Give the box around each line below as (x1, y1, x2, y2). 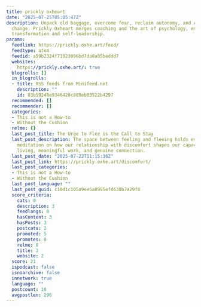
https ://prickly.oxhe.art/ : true (17, 64, 100, 70)
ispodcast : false (11, 264, 55, 271)
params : (6, 36, 26, 42)
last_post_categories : (11, 164, 68, 170)
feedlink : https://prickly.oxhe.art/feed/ (11, 42, 119, 48)
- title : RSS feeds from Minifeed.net (11, 81, 109, 87)
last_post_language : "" (11, 181, 71, 187)
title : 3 (17, 247, 39, 254)
